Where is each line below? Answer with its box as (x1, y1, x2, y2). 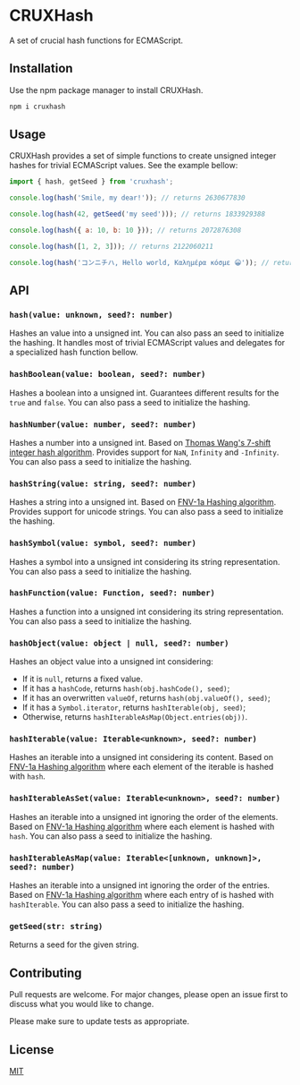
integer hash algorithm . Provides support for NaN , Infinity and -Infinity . (9, 447, 279, 457)
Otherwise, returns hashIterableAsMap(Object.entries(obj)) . (21, 712, 248, 722)
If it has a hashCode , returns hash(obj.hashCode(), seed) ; (21, 683, 230, 694)
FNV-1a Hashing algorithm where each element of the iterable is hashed (9, 762, 274, 773)
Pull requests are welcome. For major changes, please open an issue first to (9, 989, 288, 1000)
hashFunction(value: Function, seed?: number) (9, 588, 216, 598)
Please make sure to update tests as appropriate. (9, 1016, 190, 1027)
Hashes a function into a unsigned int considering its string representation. (9, 606, 284, 617)
